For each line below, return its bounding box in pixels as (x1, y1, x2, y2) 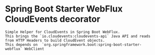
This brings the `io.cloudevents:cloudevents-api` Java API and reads (5, 34, 151, 39)
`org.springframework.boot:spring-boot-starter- (42, 42, 142, 47)
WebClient (24, 46, 45, 51)
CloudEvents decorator (5, 14, 101, 25)
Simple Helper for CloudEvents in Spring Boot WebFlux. (5, 29, 120, 34)
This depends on (5, 42, 38, 47)
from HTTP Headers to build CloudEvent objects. (5, 38, 105, 43)
